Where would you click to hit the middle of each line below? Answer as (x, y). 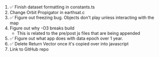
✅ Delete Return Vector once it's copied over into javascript (69, 44)
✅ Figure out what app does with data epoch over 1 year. (66, 38)
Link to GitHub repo (29, 49)
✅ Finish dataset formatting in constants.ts (52, 7)
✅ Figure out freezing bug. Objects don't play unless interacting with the (82, 17)
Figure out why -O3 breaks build (42, 28)
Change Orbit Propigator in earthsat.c (47, 12)
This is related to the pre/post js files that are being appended (79, 33)
